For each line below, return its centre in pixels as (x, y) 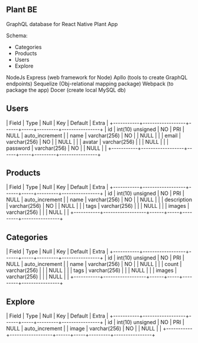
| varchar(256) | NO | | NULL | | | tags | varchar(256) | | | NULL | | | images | (98, 206)
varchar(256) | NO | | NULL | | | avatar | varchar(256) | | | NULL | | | (87, 142)
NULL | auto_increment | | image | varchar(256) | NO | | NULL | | (84, 329)
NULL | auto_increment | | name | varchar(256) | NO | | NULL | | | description (99, 200)
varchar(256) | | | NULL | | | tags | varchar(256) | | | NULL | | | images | (92, 270)
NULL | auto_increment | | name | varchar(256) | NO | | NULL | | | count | (94, 264)
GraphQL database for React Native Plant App (62, 24)
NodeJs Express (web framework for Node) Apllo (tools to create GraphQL (97, 77)
